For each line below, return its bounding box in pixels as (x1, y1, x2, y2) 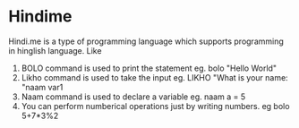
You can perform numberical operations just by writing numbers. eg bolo (21, 100, 290, 111)
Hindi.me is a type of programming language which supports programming (8, 36, 284, 47)
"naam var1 (21, 81, 64, 92)
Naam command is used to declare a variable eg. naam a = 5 (21, 91, 246, 102)
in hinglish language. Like (8, 45, 102, 55)
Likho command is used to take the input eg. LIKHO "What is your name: (21, 72, 288, 82)
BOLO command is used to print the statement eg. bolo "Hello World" (21, 63, 278, 73)
